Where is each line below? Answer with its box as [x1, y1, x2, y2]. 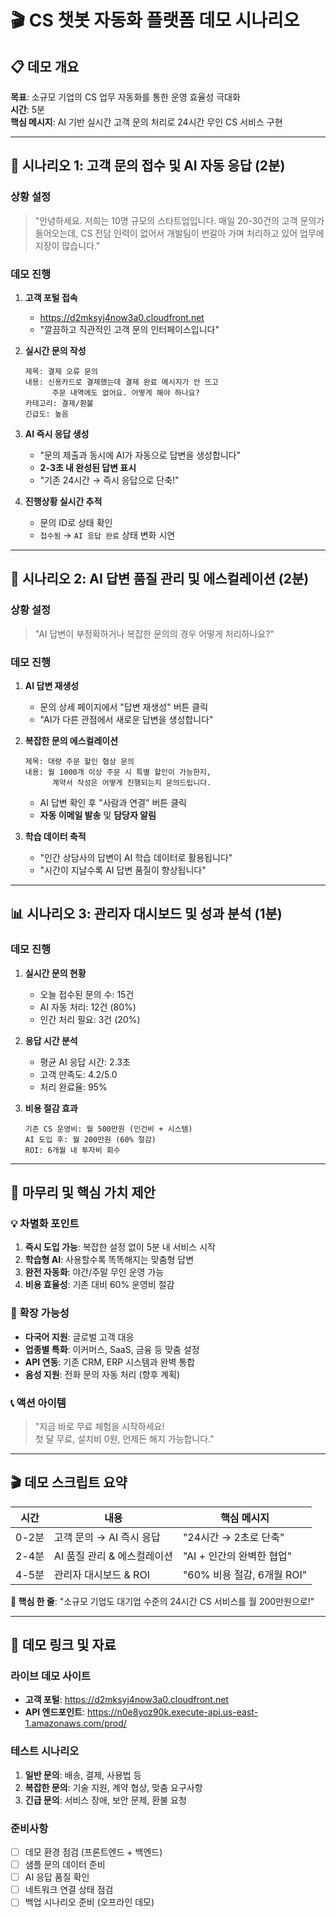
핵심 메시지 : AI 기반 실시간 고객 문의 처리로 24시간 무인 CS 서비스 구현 [10, 116, 283, 128]
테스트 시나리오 [10, 1744, 80, 1758]
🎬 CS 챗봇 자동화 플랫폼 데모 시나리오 [10, 9, 300, 32]
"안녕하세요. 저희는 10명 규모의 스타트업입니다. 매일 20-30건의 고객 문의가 [34, 214, 325, 226]
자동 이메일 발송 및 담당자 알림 [39, 809, 157, 821]
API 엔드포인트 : [24, 1706, 86, 1718]
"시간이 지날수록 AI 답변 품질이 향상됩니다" [39, 864, 207, 876]
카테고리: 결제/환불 [24, 398, 94, 408]
